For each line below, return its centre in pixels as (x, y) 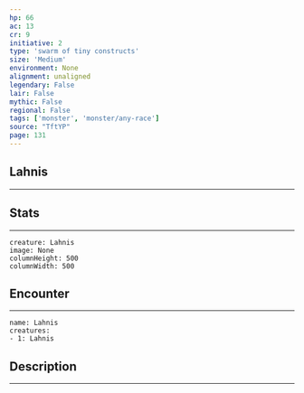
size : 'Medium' (38, 60)
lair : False (32, 93)
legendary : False (42, 85)
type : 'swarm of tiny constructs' (75, 51)
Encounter (39, 293)
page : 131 (28, 136)
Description (43, 366)
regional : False (40, 110)
